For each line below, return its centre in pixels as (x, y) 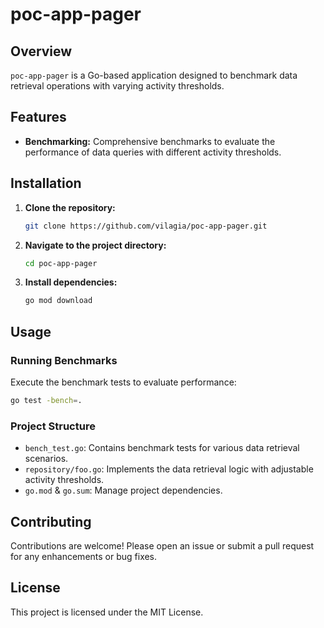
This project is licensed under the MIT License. (107, 612)
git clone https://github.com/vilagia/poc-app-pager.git (146, 226)
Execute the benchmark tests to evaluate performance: (123, 382)
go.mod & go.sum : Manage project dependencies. (123, 490)
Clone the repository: (70, 207)
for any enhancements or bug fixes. (84, 556)
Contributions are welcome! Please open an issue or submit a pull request (162, 545)
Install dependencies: (71, 282)
